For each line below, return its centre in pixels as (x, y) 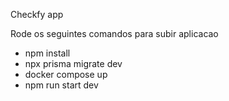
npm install (47, 53)
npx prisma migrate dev (73, 63)
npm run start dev (61, 85)
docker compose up (66, 74)
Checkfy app (37, 14)
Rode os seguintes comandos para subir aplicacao (114, 33)
